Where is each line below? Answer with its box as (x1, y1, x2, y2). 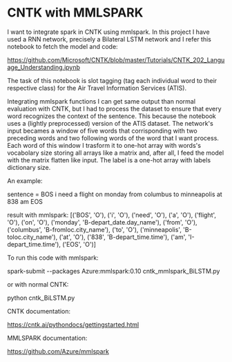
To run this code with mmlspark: (7, 254, 99, 262)
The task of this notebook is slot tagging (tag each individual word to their (7, 76, 217, 84)
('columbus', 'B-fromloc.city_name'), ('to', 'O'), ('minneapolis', (7, 225, 182, 234)
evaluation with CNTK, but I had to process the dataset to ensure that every (7, 104, 222, 113)
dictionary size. (7, 163, 51, 171)
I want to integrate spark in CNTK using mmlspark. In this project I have (7, 28, 210, 36)
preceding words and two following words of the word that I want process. (7, 133, 220, 142)
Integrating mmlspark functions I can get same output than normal (7, 97, 195, 105)
